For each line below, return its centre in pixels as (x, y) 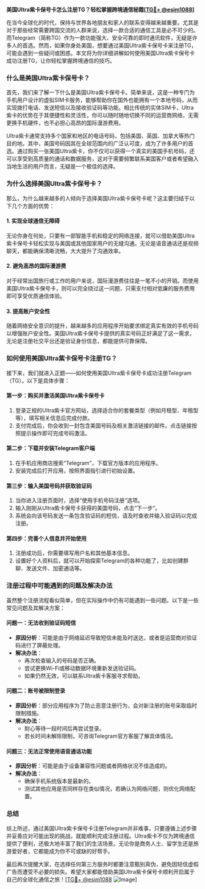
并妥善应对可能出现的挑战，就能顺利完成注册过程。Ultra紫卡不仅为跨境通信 (101, 836)
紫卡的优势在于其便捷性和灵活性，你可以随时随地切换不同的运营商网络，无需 (103, 115)
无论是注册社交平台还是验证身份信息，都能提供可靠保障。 (78, 341)
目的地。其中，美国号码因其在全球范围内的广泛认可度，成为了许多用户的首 (100, 143)
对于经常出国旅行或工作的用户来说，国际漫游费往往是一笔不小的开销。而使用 (103, 281)
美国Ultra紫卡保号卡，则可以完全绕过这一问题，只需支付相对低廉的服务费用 (101, 288)
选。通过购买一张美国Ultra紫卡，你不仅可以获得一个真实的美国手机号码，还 (101, 151)
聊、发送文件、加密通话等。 (50, 568)
